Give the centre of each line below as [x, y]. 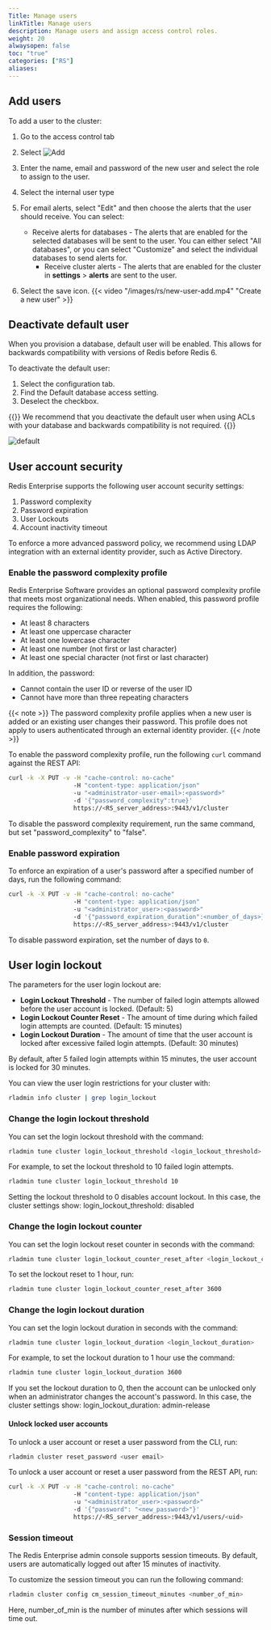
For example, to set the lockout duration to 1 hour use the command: [122, 1358]
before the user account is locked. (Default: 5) [96, 1009]
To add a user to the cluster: [55, 121]
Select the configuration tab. [67, 384]
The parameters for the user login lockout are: [85, 984]
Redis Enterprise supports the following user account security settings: [126, 486]
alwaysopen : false [39, 46]
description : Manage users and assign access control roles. [113, 31]
